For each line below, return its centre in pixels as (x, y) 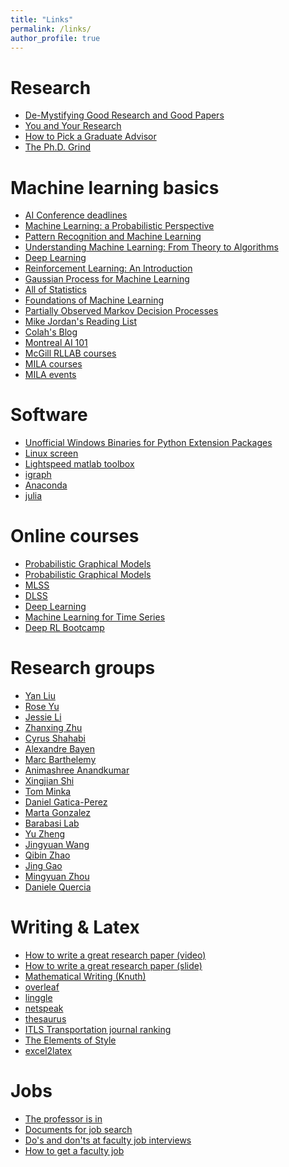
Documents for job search (78, 1129)
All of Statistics (55, 290)
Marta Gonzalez (58, 813)
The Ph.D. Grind (58, 147)
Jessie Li (43, 717)
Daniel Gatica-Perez (66, 802)
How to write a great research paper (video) (115, 955)
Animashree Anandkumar (77, 770)
